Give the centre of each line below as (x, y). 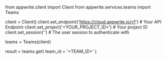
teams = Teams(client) (28, 42)
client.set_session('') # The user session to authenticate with (67, 32)
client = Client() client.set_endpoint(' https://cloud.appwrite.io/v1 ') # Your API (83, 22)
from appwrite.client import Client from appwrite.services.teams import (78, 7)
